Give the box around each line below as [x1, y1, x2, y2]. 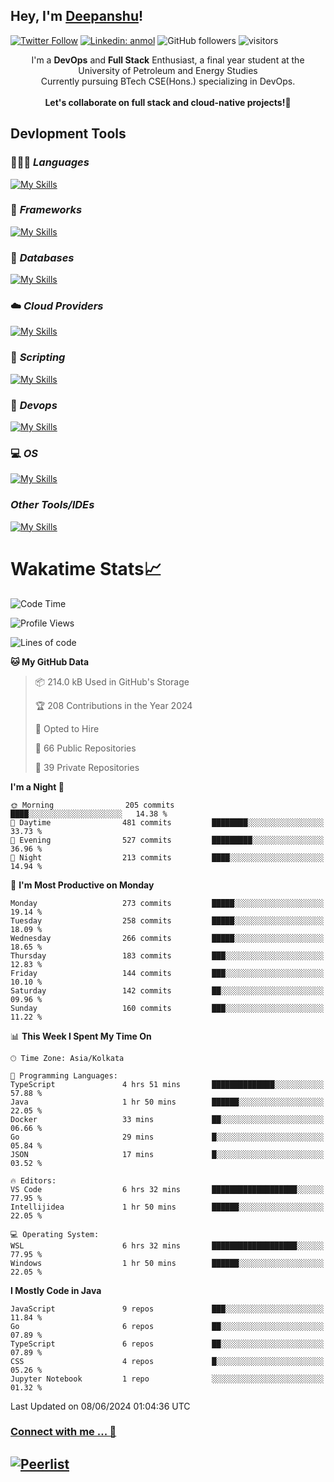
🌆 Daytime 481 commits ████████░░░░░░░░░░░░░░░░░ [10, 817, 325, 828]
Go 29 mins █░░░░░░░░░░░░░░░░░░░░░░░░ [10, 1132, 325, 1142]
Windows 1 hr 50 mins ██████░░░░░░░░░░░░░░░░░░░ [10, 1258, 325, 1268]
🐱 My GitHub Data [10, 655, 90, 668]
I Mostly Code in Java [10, 1284, 102, 1296]
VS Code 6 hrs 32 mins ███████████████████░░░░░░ [10, 1184, 325, 1194]
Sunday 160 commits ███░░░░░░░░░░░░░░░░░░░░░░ [10, 1003, 325, 1013]
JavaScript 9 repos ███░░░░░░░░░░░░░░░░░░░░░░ [10, 1304, 325, 1314]
